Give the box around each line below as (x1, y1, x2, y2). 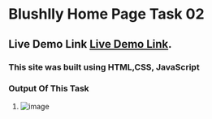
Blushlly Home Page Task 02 (8, 5, 205, 23)
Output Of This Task (8, 83, 89, 94)
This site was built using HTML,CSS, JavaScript (8, 62, 201, 73)
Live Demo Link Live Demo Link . (8, 37, 172, 51)
